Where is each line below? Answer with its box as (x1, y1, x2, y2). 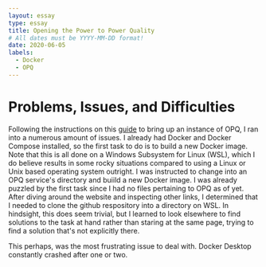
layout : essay (8, 11, 56, 20)
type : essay (8, 19, 48, 27)
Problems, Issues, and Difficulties (8, 97, 236, 116)
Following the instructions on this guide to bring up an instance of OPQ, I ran (8, 124, 259, 134)
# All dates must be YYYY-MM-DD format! (8, 33, 145, 42)
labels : (8, 49, 34, 57)
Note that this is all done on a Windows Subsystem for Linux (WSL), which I (8, 149, 256, 159)
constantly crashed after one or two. (8, 249, 128, 259)
